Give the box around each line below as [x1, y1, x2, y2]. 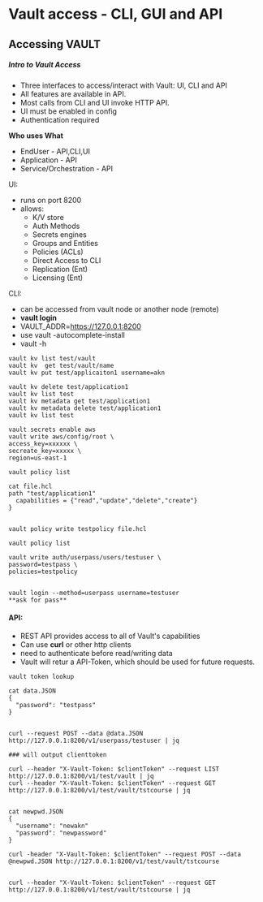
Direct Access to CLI [32, 255, 101, 265]
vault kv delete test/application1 [8, 382, 129, 391]
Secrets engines [32, 229, 87, 240]
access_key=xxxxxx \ [8, 439, 79, 447]
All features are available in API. [19, 88, 127, 98]
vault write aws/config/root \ [8, 432, 114, 441]
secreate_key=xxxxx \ [8, 447, 82, 455]
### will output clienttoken [8, 750, 107, 759]
